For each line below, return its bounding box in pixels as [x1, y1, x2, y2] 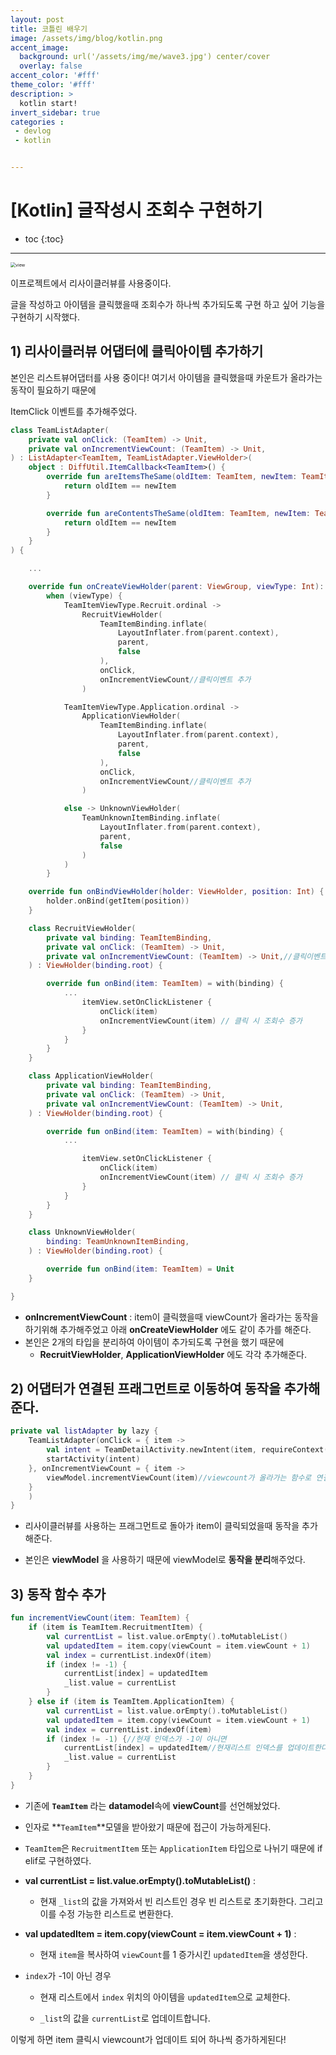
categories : [10, 117, 65, 127]
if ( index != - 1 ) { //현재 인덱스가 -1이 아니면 [46, 1734, 227, 1744]
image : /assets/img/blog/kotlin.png [10, 33, 163, 43]
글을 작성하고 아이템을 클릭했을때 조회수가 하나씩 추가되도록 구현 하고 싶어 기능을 [10, 298, 326, 310]
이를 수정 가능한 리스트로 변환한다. [39, 1907, 174, 1920]
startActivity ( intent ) [46, 1454, 141, 1465]
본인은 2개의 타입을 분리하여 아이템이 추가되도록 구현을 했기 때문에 [24, 1336, 285, 1348]
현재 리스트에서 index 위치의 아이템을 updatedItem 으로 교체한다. [39, 1991, 291, 2003]
